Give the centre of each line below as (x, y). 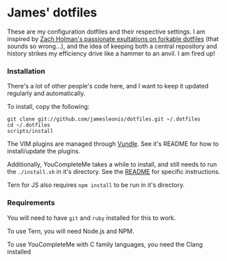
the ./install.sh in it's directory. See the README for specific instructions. (114, 172)
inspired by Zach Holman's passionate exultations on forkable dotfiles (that (113, 38)
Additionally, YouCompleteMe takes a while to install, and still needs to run (112, 164)
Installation (26, 71)
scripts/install (30, 132)
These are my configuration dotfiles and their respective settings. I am (106, 32)
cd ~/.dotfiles (29, 125)
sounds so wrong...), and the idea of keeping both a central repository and (112, 46)
